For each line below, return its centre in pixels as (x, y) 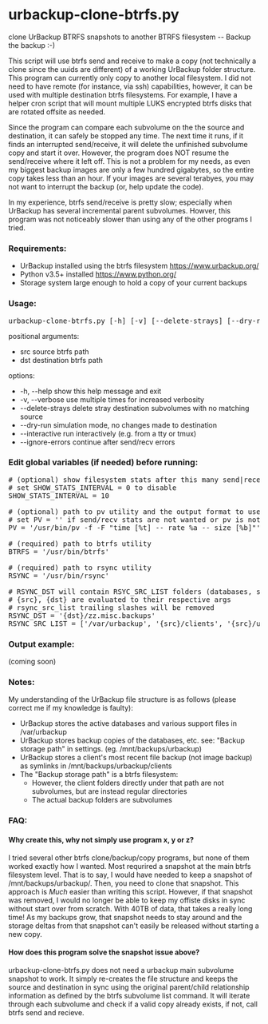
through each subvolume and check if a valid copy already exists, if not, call (133, 1004)
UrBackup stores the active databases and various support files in (128, 723)
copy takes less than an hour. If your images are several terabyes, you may (131, 178)
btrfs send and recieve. (47, 1012)
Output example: (41, 643)
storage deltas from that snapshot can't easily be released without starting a (134, 926)
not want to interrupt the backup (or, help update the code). (106, 186)
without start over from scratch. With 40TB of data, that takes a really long (130, 908)
